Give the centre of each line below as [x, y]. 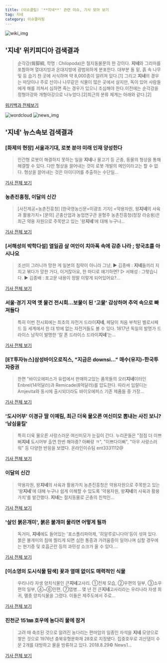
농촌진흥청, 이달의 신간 [31, 197]
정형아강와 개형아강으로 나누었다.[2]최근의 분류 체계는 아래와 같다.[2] [84, 95]
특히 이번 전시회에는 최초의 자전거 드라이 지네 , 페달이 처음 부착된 [79, 322]
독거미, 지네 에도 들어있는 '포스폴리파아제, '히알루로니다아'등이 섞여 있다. [87, 534]
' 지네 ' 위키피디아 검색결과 [42, 50]
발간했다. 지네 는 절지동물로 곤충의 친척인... [73, 497]
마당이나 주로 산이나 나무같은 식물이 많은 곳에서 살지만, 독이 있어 [85, 82]
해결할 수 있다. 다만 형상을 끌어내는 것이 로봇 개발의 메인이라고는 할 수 [85, 166]
